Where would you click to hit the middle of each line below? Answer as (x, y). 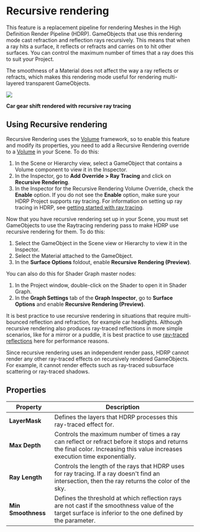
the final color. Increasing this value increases (118, 449)
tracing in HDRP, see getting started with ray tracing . (79, 207)
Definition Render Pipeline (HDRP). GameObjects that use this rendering (94, 33)
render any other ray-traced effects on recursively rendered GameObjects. (98, 359)
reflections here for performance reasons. (57, 341)
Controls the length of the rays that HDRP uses (119, 466)
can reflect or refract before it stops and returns (121, 442)
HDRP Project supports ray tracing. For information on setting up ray (99, 201)
